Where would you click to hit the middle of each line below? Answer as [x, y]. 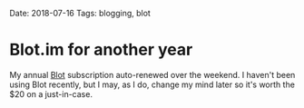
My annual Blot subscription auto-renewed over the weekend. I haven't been [152, 74]
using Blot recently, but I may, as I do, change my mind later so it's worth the [152, 84]
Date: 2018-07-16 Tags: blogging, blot [80, 13]
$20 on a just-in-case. [51, 93]
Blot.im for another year [101, 50]
